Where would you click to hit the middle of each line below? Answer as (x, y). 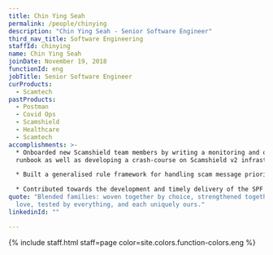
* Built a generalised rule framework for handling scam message (129, 175)
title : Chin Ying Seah (47, 16)
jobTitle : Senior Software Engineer (70, 77)
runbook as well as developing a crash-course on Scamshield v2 (127, 160)
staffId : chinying (39, 46)
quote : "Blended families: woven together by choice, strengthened (125, 197)
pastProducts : (32, 99)
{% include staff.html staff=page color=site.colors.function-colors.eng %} (132, 242)
